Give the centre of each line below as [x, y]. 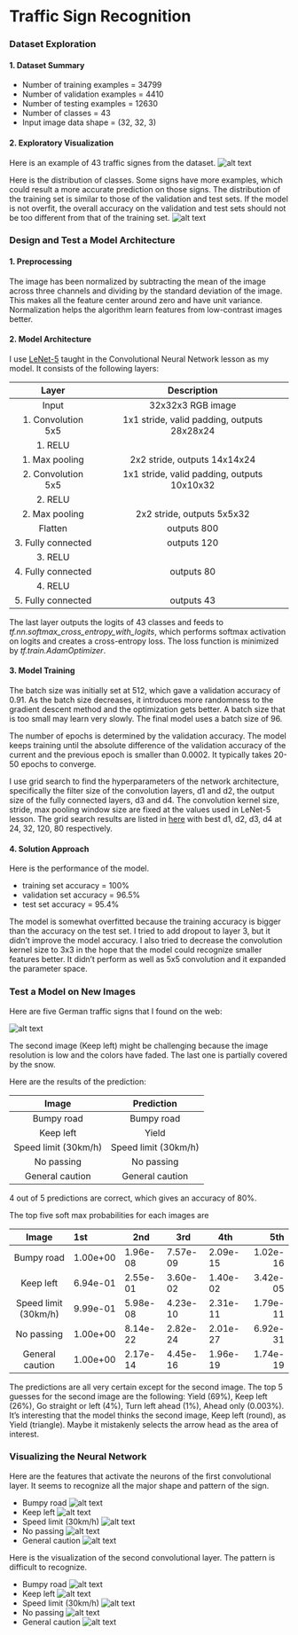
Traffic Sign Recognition [100, 16]
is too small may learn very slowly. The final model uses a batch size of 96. [146, 719]
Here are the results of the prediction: [78, 1081]
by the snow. [32, 1064]
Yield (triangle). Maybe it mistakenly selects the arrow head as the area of [144, 1424]
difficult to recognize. [48, 1567]
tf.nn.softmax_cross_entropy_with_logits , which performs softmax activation [148, 631]
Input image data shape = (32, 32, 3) [89, 122]
